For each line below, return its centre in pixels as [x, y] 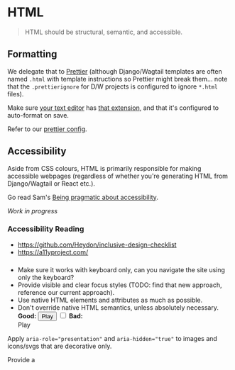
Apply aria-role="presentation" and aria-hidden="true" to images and [113, 338]
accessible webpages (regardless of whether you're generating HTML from [118, 176]
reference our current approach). [66, 292]
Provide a [21, 359]
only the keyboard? [46, 277]
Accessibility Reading [46, 229]
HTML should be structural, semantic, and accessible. [104, 32]
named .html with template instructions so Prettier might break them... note [117, 79]
